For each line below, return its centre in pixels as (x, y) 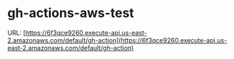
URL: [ (17, 33)
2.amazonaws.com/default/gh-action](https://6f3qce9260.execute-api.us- (117, 40)
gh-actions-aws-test (71, 13)
